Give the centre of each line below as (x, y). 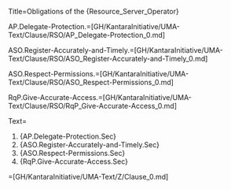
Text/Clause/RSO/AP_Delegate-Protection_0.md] (87, 35)
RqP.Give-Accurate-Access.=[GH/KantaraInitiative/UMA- (100, 97)
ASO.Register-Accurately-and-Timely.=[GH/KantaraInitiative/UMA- (116, 50)
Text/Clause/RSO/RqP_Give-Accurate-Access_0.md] (93, 106)
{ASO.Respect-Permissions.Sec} (72, 153)
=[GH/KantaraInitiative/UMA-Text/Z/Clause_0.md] (88, 177)
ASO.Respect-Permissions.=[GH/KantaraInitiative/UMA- (99, 74)
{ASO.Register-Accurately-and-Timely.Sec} (89, 145)
